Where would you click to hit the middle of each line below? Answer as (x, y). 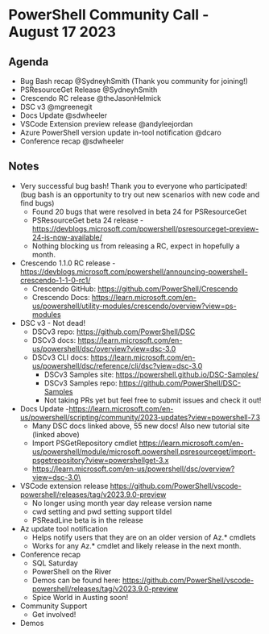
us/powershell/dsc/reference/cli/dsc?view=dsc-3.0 (117, 365)
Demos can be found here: (76, 580)
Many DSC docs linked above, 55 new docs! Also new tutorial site (141, 426)
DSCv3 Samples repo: (81, 383)
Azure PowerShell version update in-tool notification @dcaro (120, 132)
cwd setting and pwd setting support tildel (102, 511)
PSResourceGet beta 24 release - (88, 220)
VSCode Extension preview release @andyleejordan (106, 124)
